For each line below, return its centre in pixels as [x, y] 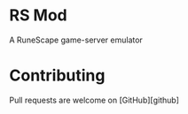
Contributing [57, 76]
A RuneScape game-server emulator [76, 40]
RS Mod [39, 15]
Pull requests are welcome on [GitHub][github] [94, 100]
